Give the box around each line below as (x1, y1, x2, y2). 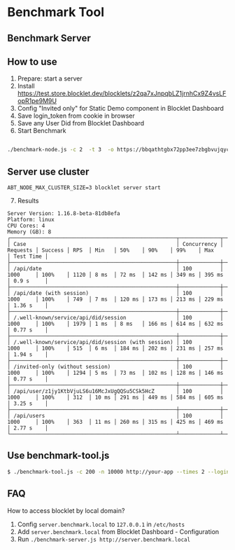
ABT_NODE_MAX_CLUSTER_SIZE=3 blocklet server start (7, 184, 161, 191)
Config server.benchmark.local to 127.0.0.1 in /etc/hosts (17, 520, 185, 528)
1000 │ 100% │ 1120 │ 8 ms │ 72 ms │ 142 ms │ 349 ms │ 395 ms (7, 271, 224, 279)
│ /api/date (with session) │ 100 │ (7, 290, 224, 297)
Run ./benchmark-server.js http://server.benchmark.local (17, 535, 191, 543)
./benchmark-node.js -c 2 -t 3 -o (7, 146, 114, 153)
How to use (7, 55, 57, 67)
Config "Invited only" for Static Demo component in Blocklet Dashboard (17, 104, 224, 113)
